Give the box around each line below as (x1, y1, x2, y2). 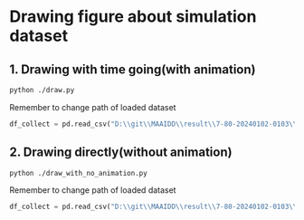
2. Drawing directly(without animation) (9, 145, 233, 160)
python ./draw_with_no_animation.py (9, 168, 147, 177)
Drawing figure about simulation (9, 6, 257, 27)
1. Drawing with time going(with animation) (9, 62, 256, 77)
